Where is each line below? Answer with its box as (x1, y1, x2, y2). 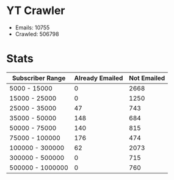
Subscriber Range (12, 74, 66, 82)
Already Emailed (74, 74, 123, 82)
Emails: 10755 (15, 24, 50, 31)
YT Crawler (6, 4, 65, 18)
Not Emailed (129, 74, 165, 82)
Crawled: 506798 (15, 30, 59, 37)
